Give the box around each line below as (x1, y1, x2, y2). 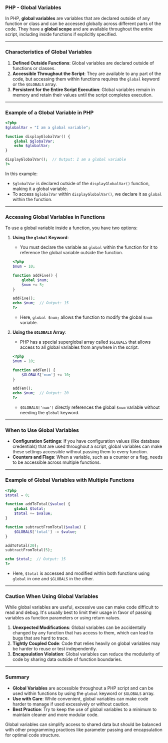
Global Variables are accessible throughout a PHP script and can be (12, 685, 153, 691)
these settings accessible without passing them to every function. (12, 449, 148, 455)
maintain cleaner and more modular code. (12, 711, 99, 717)
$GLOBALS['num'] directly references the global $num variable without (19, 404, 160, 410)
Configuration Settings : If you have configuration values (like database (12, 438, 160, 444)
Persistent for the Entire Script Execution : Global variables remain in (12, 87, 155, 93)
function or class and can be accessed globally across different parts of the (5, 21, 161, 27)
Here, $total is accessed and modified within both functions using (12, 570, 150, 576)
